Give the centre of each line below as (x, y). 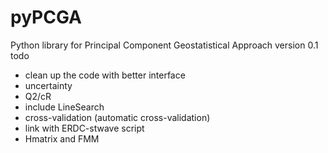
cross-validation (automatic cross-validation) (117, 117)
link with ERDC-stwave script (84, 128)
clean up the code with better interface (105, 75)
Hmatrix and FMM (62, 138)
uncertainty (48, 85)
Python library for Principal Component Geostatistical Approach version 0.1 (164, 45)
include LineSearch (64, 107)
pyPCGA (46, 17)
